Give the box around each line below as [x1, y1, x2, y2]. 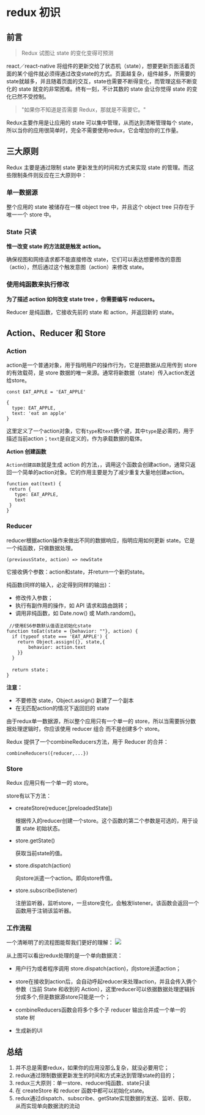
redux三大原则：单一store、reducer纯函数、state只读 [15, 1079, 150, 1087]
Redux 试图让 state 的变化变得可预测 [21, 50, 114, 56]
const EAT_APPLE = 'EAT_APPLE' [6, 389, 86, 395]
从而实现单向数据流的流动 [15, 1102, 80, 1109]
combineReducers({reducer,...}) [6, 750, 89, 757]
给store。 [6, 377, 31, 384]
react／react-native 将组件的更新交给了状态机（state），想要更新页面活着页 [6, 62, 196, 69]
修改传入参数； [15, 594, 53, 601]
